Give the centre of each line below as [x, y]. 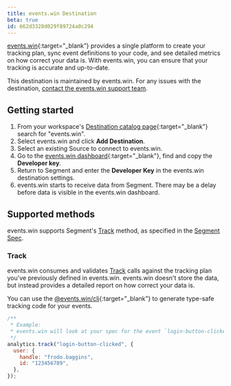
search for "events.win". [51, 134]
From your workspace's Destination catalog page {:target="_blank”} [112, 127]
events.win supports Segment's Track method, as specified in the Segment [113, 230]
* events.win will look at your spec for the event [86, 332]
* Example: [25, 325]
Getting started [41, 110]
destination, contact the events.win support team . [77, 88]
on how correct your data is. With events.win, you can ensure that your [108, 61]
